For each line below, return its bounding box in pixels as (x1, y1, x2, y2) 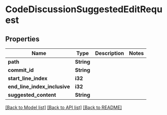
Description (95, 50, 124, 56)
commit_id (8, 67, 34, 73)
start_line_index (8, 75, 47, 82)
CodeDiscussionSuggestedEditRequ (5, 4, 163, 15)
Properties (5, 35, 40, 43)
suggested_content (8, 92, 57, 98)
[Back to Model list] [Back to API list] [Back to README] (5, 104, 122, 110)
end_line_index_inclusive (8, 83, 70, 90)
